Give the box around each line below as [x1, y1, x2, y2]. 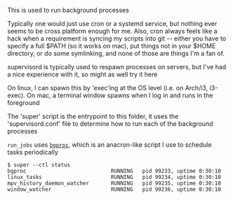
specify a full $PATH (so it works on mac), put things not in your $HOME [7, 42, 216, 50]
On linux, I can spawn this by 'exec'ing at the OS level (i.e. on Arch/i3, [7, 84, 208, 92]
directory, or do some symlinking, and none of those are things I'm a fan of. [7, 49, 225, 57]
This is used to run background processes [7, 6, 130, 14]
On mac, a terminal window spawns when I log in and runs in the [27, 91, 213, 99]
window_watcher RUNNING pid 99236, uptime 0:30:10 [7, 186, 221, 193]
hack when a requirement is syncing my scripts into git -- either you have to [7, 34, 227, 43]
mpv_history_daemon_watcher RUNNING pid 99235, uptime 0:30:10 [7, 180, 221, 187]
